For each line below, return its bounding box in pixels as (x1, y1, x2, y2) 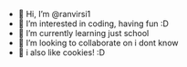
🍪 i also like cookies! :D (17, 47, 105, 58)
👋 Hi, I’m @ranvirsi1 (17, 9, 91, 19)
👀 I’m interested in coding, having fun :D (17, 18, 169, 29)
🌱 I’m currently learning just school (17, 28, 150, 38)
